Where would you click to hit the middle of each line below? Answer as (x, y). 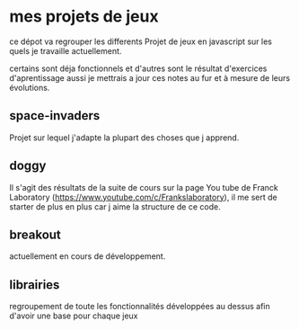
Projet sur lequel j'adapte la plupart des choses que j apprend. (124, 138)
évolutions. (30, 87)
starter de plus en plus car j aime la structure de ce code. (115, 206)
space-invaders (55, 116)
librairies (35, 285)
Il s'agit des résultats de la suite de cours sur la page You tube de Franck (144, 187)
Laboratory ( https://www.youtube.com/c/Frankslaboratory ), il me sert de (143, 197)
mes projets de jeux (84, 17)
